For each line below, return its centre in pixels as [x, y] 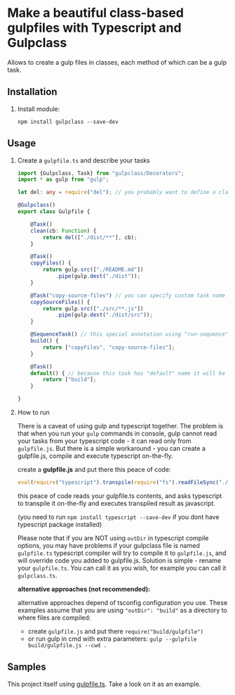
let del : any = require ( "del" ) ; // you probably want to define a [116, 192]
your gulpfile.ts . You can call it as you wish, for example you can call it [122, 568]
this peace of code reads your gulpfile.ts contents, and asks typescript [120, 496]
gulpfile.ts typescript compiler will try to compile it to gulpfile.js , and [122, 553]
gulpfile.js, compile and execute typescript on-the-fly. [95, 456]
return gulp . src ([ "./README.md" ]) [93, 270]
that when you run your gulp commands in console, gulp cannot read [117, 433]
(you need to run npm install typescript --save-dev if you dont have [118, 517]
